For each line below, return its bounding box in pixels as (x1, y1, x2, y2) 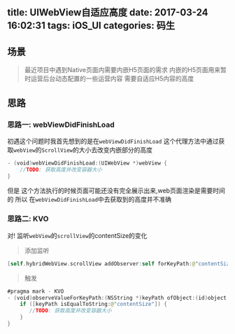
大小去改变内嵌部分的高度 (78, 146, 152, 154)
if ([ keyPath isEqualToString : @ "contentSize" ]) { (20, 300, 168, 308)
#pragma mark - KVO (7, 288, 64, 295)
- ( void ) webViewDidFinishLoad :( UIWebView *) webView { (7, 160, 168, 167)
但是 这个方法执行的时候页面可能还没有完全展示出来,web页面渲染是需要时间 (7, 186, 225, 195)
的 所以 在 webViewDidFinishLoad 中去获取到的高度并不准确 (7, 195, 172, 203)
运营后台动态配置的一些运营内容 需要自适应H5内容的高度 (30, 74, 194, 83)
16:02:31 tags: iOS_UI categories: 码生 (7, 20, 176, 32)
